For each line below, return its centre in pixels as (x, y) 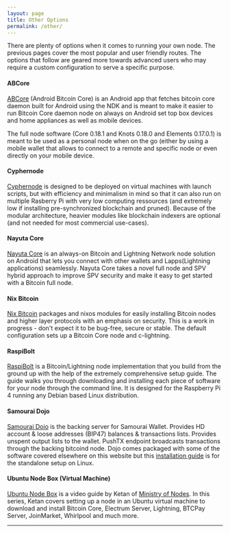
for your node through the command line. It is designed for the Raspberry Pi (114, 388)
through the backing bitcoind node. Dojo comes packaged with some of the (114, 448)
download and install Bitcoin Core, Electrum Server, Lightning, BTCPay (106, 508)
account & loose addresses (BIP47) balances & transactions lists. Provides (112, 434)
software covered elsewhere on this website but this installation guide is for (114, 456)
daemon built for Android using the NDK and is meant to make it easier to (110, 106)
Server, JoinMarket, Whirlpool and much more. (73, 515)
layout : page (26, 13)
